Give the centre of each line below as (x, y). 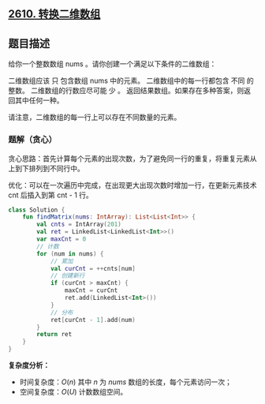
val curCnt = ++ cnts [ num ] (93, 268)
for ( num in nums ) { (70, 254)
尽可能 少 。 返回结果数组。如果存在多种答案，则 (165, 91)
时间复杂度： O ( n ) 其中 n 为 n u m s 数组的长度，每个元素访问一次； (126, 382)
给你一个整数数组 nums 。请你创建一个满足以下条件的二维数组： (112, 64)
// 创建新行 (67, 276)
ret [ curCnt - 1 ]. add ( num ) (93, 320)
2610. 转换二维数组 (54, 14)
